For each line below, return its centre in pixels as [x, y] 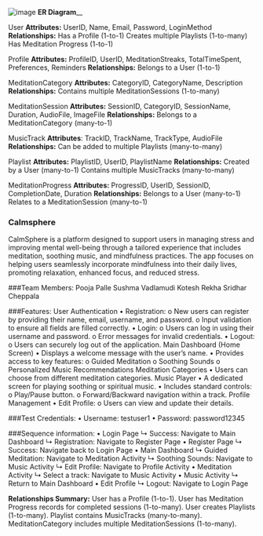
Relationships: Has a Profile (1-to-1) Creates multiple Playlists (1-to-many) [128, 36]
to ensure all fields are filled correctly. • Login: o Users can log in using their [131, 328]
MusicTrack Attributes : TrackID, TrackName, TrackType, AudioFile [115, 138]
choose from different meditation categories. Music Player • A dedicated [126, 378]
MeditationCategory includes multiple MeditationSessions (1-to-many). [122, 524]
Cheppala [24, 296]
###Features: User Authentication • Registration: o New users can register [129, 312]
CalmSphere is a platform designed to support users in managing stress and [131, 239]
